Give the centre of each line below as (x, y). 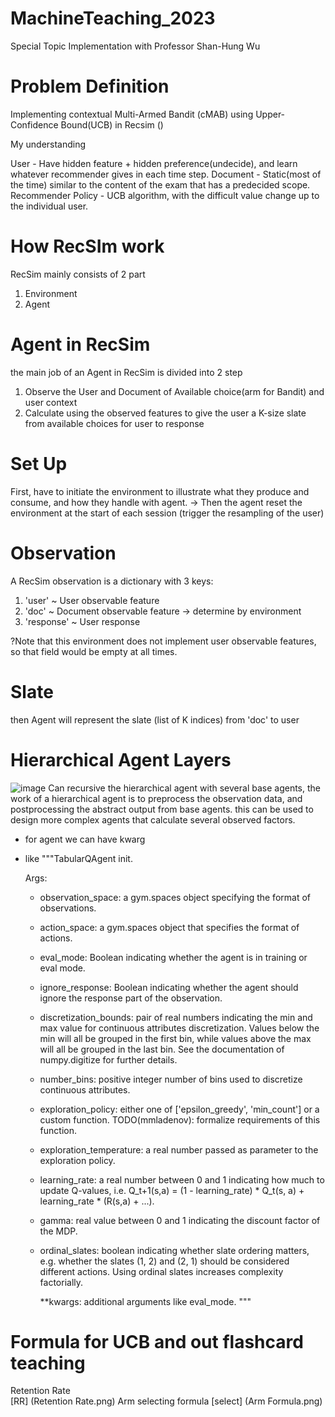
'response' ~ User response (82, 621)
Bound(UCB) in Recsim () (112, 124)
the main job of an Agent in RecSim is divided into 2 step (126, 372)
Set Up (39, 463)
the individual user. (49, 206)
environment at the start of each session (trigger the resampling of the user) (167, 513)
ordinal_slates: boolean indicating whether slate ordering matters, (174, 1250)
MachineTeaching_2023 (113, 18)
